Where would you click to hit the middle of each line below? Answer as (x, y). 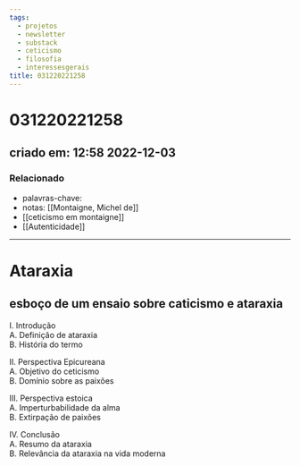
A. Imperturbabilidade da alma (65, 407)
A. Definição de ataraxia (54, 335)
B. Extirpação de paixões (55, 417)
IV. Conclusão (35, 434)
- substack (37, 42)
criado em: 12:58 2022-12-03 (93, 153)
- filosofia (40, 59)
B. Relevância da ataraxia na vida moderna (87, 453)
